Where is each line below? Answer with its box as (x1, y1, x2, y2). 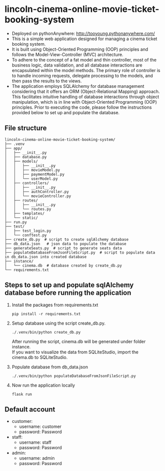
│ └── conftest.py (4, 232, 47, 238)
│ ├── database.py (4, 154, 47, 159)
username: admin (19, 455, 55, 461)
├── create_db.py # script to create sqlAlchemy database (4, 237, 129, 242)
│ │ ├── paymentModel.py (4, 172, 65, 177)
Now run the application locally (11, 382, 75, 388)
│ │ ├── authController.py (4, 189, 69, 194)
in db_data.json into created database (4, 254, 87, 259)
